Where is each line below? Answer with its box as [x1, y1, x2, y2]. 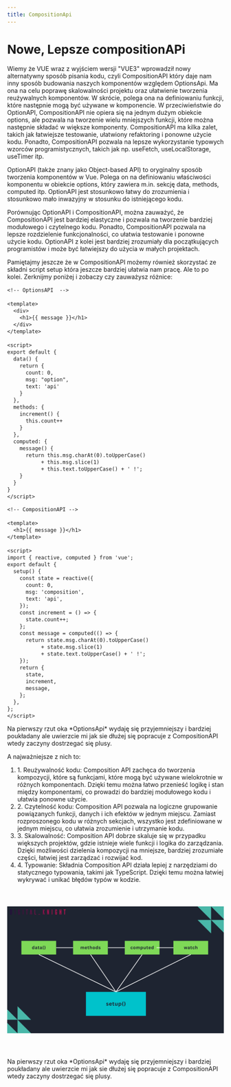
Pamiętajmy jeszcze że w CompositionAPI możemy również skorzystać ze [7, 258, 217, 266]
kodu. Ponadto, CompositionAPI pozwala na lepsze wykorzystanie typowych [7, 138, 224, 146]
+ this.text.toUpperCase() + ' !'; [41, 465, 143, 473]
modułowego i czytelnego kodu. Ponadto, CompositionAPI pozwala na [7, 222, 206, 230]
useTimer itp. [7, 152, 45, 160]
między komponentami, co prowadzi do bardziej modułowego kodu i [16, 788, 211, 796]
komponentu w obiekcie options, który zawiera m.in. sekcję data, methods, [7, 180, 219, 189]
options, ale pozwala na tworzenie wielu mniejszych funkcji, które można [7, 116, 214, 124]
